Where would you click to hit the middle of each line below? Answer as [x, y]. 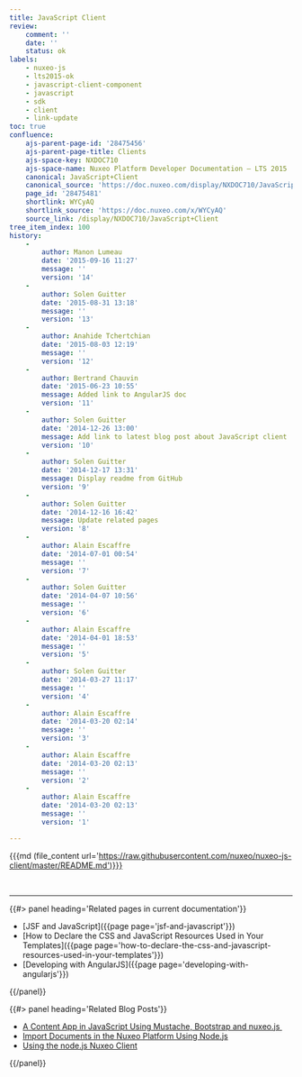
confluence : [31, 135]
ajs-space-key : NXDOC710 [72, 160]
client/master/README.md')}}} [66, 865]
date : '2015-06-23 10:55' [90, 387]
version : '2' [66, 780]
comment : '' [48, 34]
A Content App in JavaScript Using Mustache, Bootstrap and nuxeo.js [151, 1026]
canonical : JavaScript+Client [82, 177]
